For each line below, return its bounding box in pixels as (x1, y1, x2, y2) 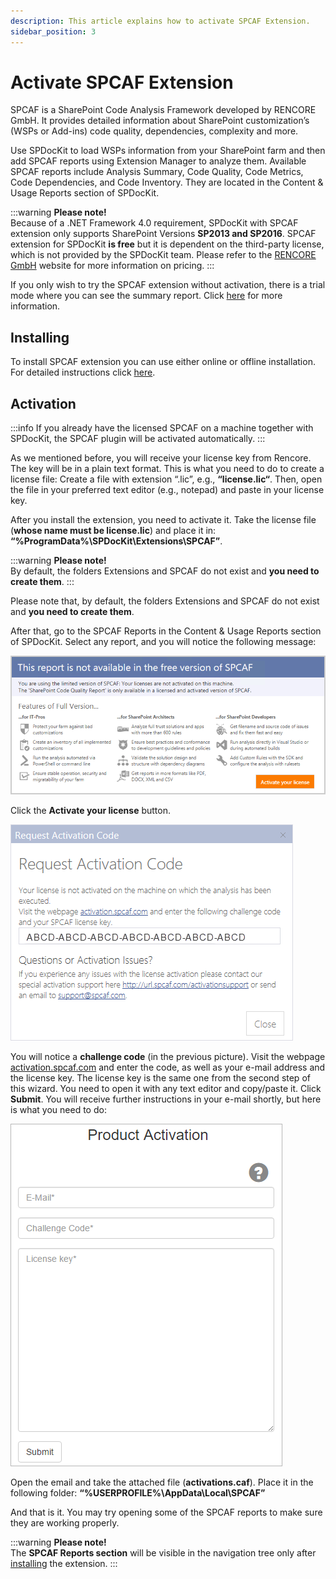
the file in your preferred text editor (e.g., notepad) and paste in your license (10, 484, 325, 496)
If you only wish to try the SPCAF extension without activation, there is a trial (10, 279, 326, 291)
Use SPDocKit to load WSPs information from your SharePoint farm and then (10, 145, 326, 157)
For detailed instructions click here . (10, 366, 156, 379)
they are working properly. (10, 1517, 120, 1529)
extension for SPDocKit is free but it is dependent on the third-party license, (10, 238, 325, 250)
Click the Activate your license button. (10, 805, 171, 817)
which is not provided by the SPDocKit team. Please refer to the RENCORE (10, 249, 317, 261)
